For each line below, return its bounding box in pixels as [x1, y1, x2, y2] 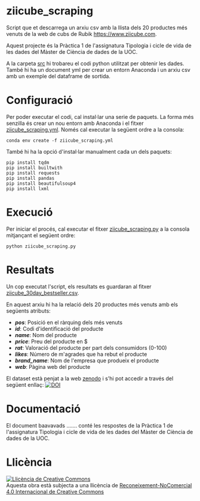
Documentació [6, 402, 81, 416]
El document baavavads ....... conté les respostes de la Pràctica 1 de [6, 421, 173, 429]
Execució [6, 206, 53, 219]
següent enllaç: [6, 381, 44, 388]
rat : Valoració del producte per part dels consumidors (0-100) [14, 344, 167, 351]
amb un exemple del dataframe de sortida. [6, 72, 110, 80]
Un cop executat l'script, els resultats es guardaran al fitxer [6, 283, 152, 290]
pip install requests [6, 170, 60, 176]
